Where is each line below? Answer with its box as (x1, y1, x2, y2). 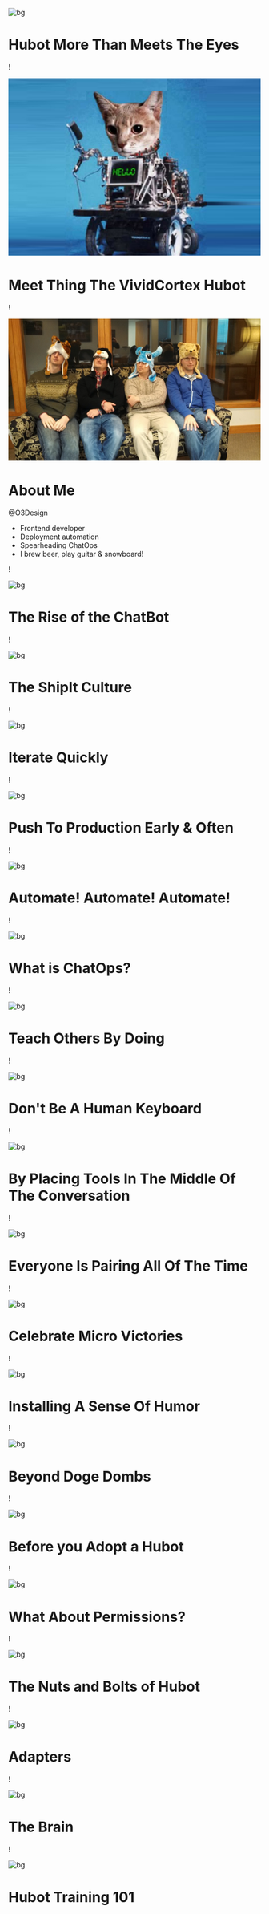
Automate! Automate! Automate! (8, 889, 231, 907)
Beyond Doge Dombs (8, 1467, 151, 1486)
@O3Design (8, 508, 48, 517)
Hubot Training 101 (8, 1888, 134, 1907)
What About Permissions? (8, 1608, 186, 1626)
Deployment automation (19, 532, 99, 541)
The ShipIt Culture (8, 679, 132, 697)
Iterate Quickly (8, 748, 109, 767)
